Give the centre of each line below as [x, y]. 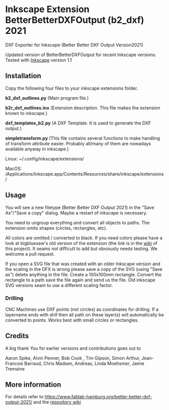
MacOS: [14, 169]
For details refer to [24, 397]
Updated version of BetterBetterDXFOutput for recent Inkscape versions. [81, 55]
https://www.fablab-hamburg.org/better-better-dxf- [98, 397]
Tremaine [15, 368]
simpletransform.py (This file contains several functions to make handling [83, 138]
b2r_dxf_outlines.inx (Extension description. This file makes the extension [83, 108]
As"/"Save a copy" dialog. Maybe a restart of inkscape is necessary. [76, 213]
